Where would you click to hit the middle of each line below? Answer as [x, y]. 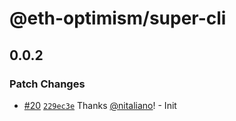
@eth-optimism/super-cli [118, 18]
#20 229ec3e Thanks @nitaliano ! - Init [100, 105]
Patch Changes [47, 84]
